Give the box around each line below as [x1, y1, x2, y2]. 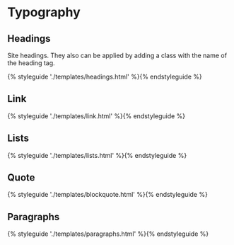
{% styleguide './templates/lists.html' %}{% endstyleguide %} [7, 151, 187, 159]
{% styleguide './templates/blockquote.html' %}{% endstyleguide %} [7, 190, 209, 199]
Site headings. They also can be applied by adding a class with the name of [7, 51, 228, 59]
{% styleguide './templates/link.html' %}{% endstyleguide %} [7, 111, 186, 120]
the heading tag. [7, 59, 55, 67]
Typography [7, 4, 81, 21]
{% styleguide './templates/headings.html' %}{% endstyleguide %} [7, 72, 203, 81]
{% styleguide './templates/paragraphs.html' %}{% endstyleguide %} [7, 229, 209, 238]
